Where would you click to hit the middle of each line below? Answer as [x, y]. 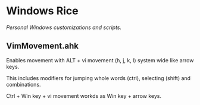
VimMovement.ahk [43, 46]
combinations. [24, 84]
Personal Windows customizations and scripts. [64, 27]
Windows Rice [42, 11]
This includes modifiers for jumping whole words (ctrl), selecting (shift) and [99, 78]
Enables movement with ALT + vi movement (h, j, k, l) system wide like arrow [100, 60]
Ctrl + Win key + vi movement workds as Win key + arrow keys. [84, 96]
